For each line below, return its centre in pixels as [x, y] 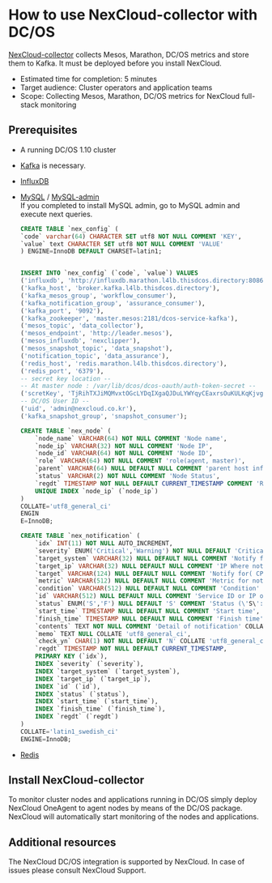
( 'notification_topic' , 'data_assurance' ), [95, 356]
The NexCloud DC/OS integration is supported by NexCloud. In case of [127, 862]
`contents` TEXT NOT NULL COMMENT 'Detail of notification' [138, 626]
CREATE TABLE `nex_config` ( [69, 228]
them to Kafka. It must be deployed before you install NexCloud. [115, 63]
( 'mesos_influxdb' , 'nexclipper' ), [80, 341]
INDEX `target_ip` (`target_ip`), [93, 679]
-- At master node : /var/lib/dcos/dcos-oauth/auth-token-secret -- [138, 386]
